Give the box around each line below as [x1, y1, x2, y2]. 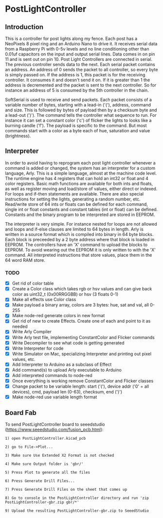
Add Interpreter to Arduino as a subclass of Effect [12, 361, 112, 367]
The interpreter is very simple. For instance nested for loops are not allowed [5, 221, 157, 227]
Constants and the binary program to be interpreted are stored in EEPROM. [5, 212, 155, 217]
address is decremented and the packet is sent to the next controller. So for [5, 82, 157, 88]
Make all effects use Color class [12, 297, 76, 303]
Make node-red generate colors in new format [12, 313, 105, 319]
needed [12, 323, 28, 329]
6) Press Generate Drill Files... [5, 478, 75, 483]
